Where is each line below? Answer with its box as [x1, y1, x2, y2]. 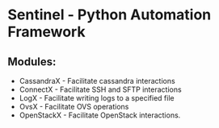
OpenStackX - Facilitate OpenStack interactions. [19, 110, 181, 120]
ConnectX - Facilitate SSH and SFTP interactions [19, 85, 183, 94]
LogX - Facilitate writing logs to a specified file [19, 93, 175, 102]
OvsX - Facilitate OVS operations [19, 102, 129, 111]
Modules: [7, 55, 57, 68]
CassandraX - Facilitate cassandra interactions [19, 76, 175, 85]
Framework [7, 23, 86, 41]
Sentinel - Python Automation [7, 6, 212, 24]
